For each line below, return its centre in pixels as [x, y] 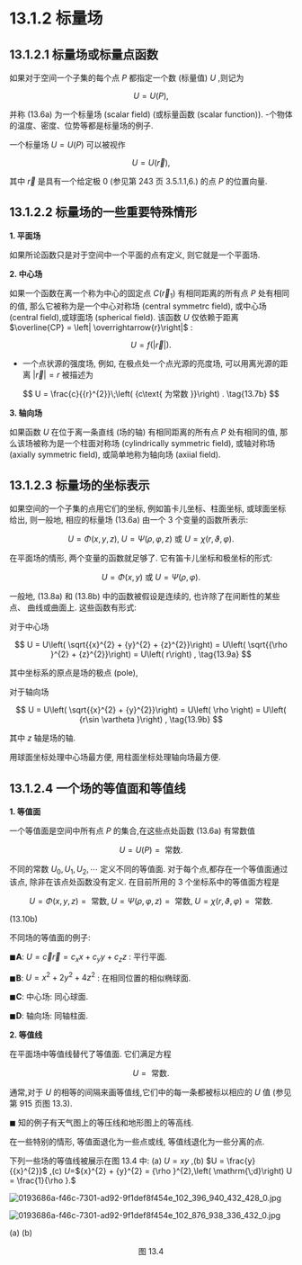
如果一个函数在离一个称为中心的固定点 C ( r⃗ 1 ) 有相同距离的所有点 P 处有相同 [150, 294]
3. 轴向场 [26, 413]
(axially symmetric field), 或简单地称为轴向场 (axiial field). [115, 454]
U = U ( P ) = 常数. [151, 850]
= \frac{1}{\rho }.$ [43, 1180]
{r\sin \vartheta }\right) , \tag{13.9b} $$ [151, 720]
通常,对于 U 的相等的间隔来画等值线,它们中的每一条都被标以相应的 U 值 [140, 1092]
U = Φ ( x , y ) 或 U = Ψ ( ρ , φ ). [151, 578]
